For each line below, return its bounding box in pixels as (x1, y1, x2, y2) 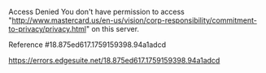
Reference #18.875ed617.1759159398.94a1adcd (8, 40, 167, 49)
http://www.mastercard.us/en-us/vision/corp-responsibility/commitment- (11, 15, 258, 25)
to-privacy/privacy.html (8, 24, 87, 33)
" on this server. (85, 24, 140, 33)
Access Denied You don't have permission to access (8, 7, 185, 16)
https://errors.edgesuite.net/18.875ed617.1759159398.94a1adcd (8, 56, 220, 65)
